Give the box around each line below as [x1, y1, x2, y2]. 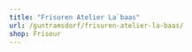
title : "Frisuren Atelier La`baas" [9, 12, 141, 22]
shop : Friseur [9, 29, 62, 38]
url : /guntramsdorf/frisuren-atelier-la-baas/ [9, 21, 184, 30]
